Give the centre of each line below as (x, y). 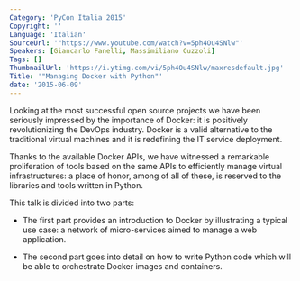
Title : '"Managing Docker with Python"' (86, 77)
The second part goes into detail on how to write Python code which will (156, 257)
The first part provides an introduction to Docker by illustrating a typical (155, 220)
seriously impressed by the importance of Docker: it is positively (128, 120)
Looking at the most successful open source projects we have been (135, 110)
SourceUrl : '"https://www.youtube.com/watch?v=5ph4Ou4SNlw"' (127, 43)
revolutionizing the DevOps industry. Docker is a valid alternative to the (141, 129)
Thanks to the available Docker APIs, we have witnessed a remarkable (140, 156)
